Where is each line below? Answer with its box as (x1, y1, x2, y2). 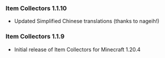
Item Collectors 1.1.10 (5, 4, 67, 12)
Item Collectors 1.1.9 (5, 33, 65, 41)
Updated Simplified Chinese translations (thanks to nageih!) (14, 18, 160, 25)
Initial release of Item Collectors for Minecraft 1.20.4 (14, 46, 141, 53)
